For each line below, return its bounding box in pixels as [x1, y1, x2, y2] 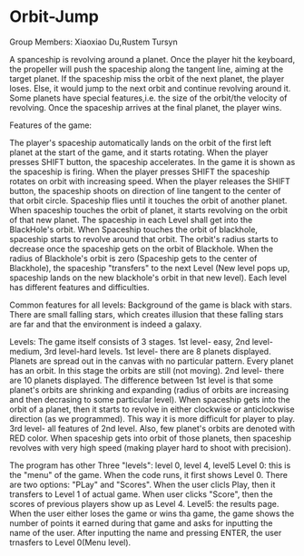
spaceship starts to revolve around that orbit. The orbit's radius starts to [9, 233, 279, 244]
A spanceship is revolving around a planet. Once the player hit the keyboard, [9, 54, 296, 64]
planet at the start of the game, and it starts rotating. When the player [9, 147, 269, 158]
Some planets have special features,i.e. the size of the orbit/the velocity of [9, 93, 288, 103]
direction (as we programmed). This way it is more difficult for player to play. [9, 413, 295, 424]
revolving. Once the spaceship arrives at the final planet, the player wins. [9, 102, 282, 112]
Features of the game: [9, 120, 93, 131]
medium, [9, 346, 43, 356]
